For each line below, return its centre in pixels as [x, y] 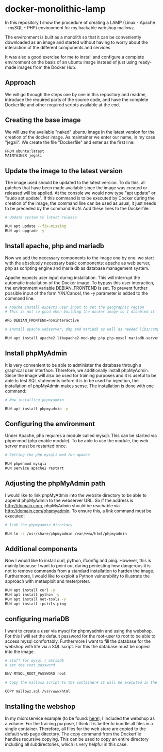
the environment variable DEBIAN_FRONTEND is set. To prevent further [76, 288]
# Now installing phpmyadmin [34, 400]
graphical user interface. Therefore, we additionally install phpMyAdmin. [77, 370]
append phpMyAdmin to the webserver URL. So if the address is [69, 500]
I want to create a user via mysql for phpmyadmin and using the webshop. [79, 631]
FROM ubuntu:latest [25, 151]
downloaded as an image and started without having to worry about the [76, 42]
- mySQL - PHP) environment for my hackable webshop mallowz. [70, 27]
